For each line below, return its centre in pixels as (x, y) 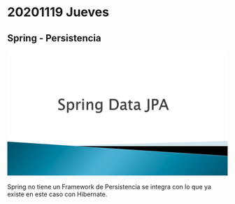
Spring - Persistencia (54, 38)
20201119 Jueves (58, 12)
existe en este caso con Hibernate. (57, 194)
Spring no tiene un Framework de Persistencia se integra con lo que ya (109, 186)
